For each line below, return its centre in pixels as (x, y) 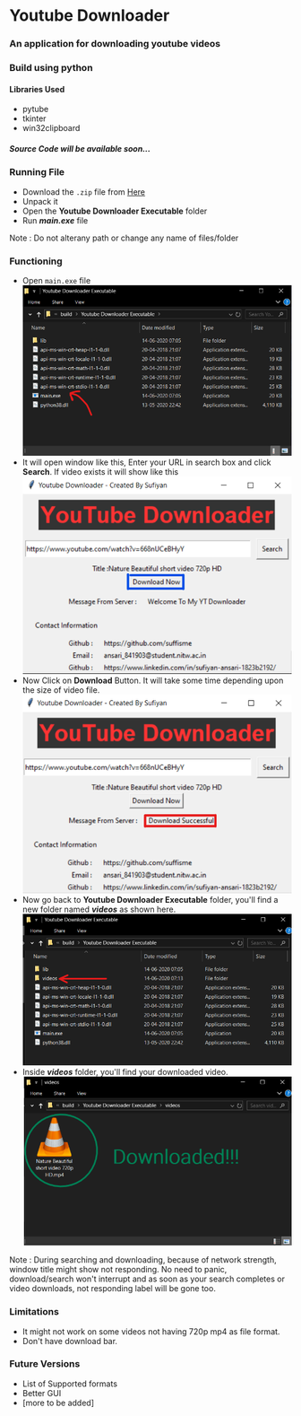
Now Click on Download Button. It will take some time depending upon (153, 680)
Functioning (36, 261)
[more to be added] (58, 1403)
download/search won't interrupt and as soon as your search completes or (147, 1279)
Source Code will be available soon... (80, 148)
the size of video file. (61, 690)
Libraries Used (37, 89)
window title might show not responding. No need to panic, (118, 1270)
